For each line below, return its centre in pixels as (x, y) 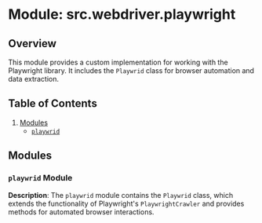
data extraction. (34, 79)
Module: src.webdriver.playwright (122, 15)
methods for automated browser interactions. (81, 212)
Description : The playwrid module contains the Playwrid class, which (121, 195)
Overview (33, 44)
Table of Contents (53, 104)
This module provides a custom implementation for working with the (118, 62)
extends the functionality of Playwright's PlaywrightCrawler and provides (126, 203)
